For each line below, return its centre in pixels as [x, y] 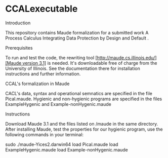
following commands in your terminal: [45, 134]
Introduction [18, 23]
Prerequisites [19, 48]
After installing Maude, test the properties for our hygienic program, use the [84, 129]
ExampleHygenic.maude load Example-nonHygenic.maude [67, 149]
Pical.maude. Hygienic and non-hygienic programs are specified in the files [84, 99]
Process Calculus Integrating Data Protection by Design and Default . [77, 38]
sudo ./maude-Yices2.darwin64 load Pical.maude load [62, 144]
